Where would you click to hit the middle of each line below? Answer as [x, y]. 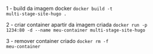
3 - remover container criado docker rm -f [57, 41]
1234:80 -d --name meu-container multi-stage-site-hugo [76, 30]
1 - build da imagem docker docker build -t [59, 8]
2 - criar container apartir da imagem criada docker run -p [77, 25]
